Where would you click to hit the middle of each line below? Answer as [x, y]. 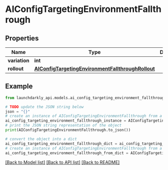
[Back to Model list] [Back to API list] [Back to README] [62, 163]
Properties [22, 38]
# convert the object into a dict [41, 139]
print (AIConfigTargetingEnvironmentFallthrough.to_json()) [68, 130]
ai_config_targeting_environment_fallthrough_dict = [61, 144]
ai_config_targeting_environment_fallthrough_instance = [66, 121]
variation [18, 61]
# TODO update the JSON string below [44, 107]
